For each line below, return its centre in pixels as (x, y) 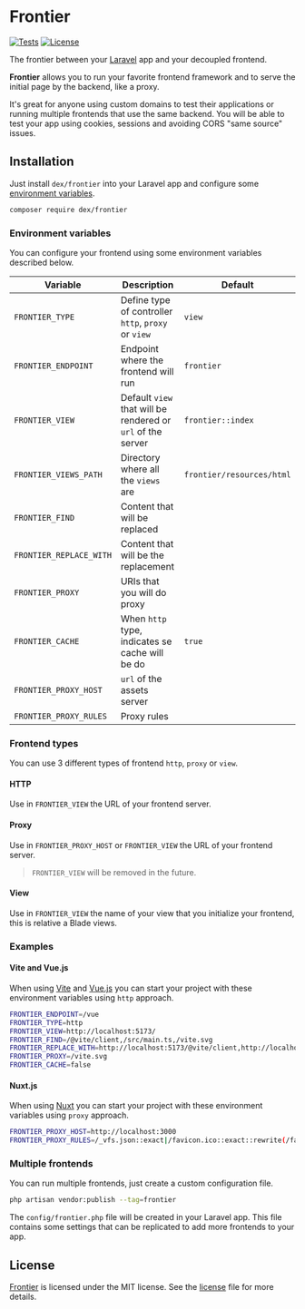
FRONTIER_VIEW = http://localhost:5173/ (83, 1031)
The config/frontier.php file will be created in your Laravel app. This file (146, 1217)
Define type (145, 299)
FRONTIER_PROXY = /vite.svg (58, 1057)
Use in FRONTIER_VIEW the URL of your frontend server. (110, 804)
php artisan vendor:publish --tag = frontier (93, 1200)
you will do (143, 592)
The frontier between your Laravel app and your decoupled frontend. (138, 59)
